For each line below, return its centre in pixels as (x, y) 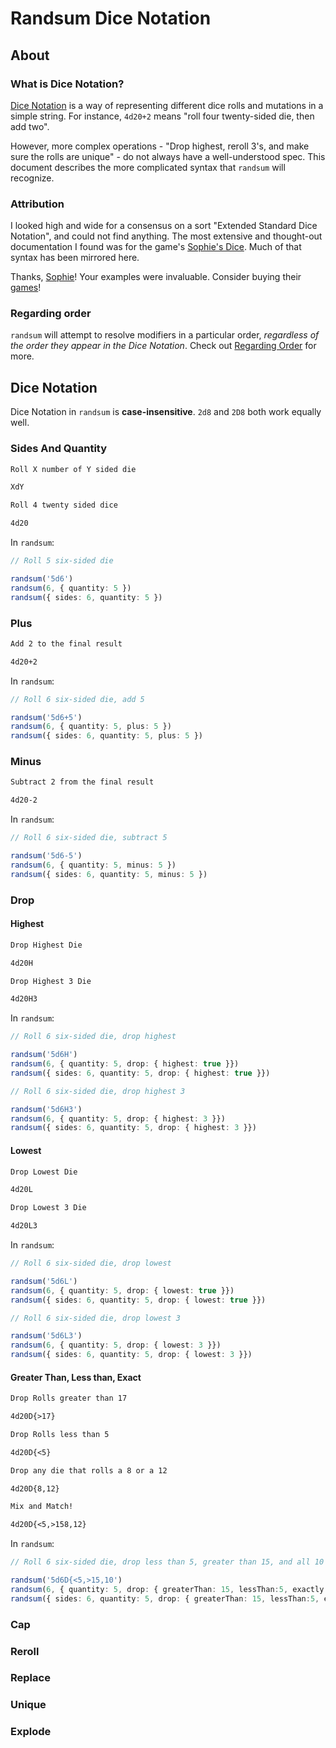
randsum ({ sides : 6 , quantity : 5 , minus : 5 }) (109, 874)
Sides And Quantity (59, 449)
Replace (30, 1678)
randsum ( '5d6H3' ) (46, 1109)
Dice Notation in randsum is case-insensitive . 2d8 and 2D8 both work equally (166, 412)
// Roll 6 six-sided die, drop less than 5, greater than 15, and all (160, 1562)
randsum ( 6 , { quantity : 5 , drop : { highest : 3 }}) (118, 1118)
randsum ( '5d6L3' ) (46, 1336)
